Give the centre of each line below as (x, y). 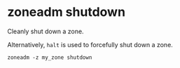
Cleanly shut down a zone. (46, 31)
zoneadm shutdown (67, 12)
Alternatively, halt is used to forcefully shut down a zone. (90, 44)
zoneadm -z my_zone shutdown (50, 57)
